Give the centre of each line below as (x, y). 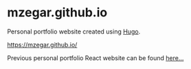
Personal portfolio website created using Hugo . (74, 31)
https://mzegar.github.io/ (42, 44)
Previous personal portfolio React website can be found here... (95, 58)
